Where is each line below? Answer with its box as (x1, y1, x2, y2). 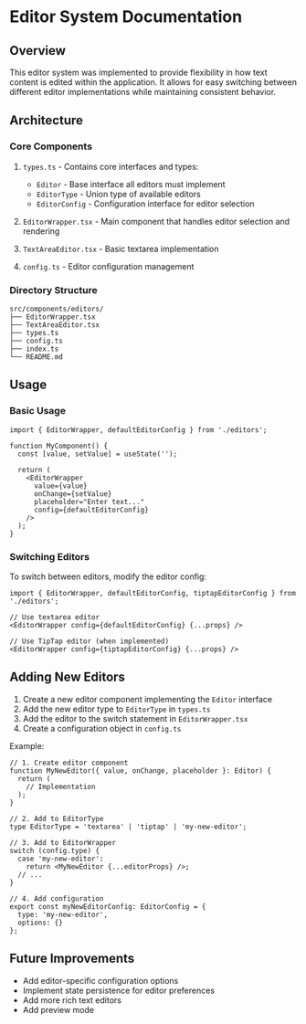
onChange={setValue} (33, 489, 112, 499)
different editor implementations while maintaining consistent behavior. (9, 87, 277, 97)
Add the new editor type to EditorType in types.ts (22, 703, 211, 714)
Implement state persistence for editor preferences (22, 985, 216, 996)
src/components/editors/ (9, 304, 104, 313)
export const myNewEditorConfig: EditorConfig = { (9, 902, 206, 911)
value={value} (33, 481, 89, 491)
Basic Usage (9, 405, 67, 417)
